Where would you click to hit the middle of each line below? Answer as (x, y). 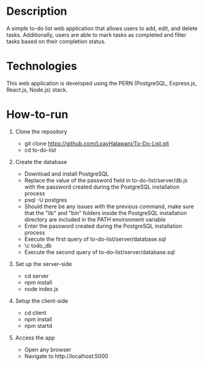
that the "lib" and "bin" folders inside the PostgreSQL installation (105, 212)
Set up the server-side (43, 264)
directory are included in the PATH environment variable (95, 219)
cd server (36, 276)
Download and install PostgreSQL (66, 174)
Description (37, 11)
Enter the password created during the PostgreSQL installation (103, 226)
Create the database (41, 162)
